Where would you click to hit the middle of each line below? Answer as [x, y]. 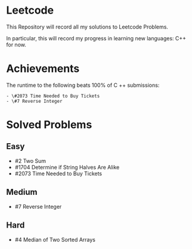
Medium [22, 192]
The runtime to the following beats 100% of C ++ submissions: [83, 85]
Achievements [43, 69]
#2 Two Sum [30, 160]
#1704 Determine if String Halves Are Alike [67, 167]
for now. [16, 45]
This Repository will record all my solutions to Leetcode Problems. [87, 27]
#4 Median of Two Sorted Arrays [55, 239]
